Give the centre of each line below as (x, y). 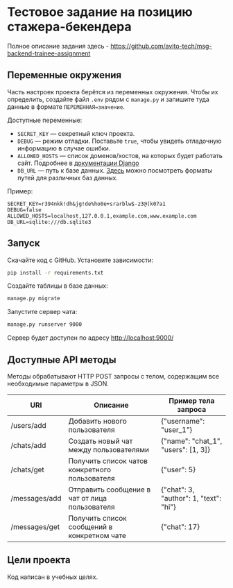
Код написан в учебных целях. (53, 577)
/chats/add (28, 446)
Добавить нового (97, 421)
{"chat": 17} (180, 527)
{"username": (183, 421)
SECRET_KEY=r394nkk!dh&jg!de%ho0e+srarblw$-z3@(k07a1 (87, 204)
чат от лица (88, 498)
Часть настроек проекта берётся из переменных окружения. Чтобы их (113, 92)
